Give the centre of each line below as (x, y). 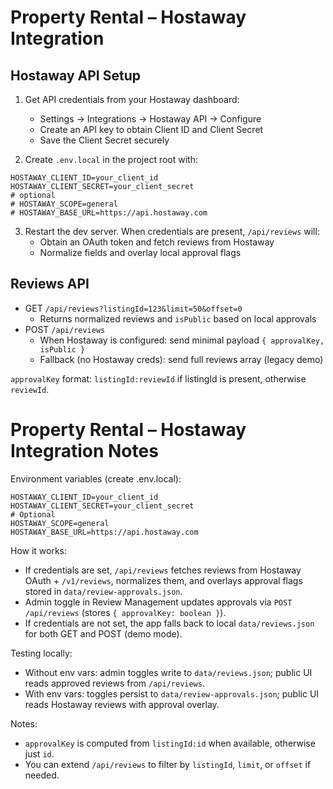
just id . (39, 753)
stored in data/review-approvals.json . (103, 591)
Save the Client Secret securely (104, 140)
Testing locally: (41, 653)
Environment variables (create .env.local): (96, 478)
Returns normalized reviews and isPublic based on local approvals (178, 318)
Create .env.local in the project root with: (111, 159)
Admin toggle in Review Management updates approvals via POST (158, 602)
